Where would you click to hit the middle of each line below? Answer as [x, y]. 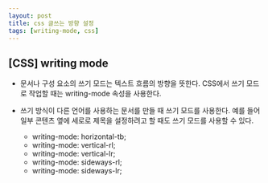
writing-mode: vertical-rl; [74, 145]
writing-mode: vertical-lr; [74, 154]
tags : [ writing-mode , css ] [54, 31]
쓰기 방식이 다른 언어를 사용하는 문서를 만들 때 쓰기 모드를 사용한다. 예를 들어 [140, 111]
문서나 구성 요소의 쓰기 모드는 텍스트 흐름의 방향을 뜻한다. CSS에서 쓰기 [132, 83]
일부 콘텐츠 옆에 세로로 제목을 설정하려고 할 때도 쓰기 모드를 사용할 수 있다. [137, 120]
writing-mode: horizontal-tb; [79, 136]
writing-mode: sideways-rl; [77, 162]
